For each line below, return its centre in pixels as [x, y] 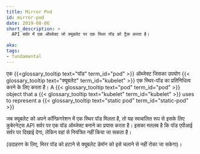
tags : [13, 51]
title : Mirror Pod [29, 12]
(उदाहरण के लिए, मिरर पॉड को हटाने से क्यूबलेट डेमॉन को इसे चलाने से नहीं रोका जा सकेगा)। [94, 144]
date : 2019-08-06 [28, 23]
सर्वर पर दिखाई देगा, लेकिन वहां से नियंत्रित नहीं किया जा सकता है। [69, 132]
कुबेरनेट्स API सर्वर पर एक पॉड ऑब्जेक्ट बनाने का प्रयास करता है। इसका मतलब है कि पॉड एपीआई [99, 125]
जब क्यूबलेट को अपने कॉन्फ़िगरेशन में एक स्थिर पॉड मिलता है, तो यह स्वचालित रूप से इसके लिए [95, 118]
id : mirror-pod [25, 18]
